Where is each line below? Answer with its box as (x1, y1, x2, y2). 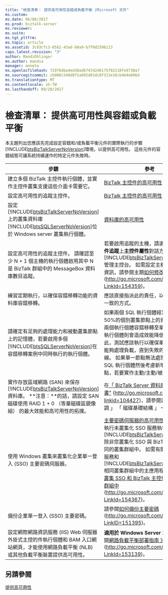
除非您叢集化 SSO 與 (103, 438, 152, 445)
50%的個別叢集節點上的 (103, 317, 161, 324)
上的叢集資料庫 (7, 215, 43, 222)
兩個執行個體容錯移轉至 (103, 324, 159, 331)
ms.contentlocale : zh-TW (5, 82, 57, 87)
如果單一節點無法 (115, 354, 156, 362)
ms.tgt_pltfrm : (5, 36, 37, 41)
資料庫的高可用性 (103, 216, 144, 223)
